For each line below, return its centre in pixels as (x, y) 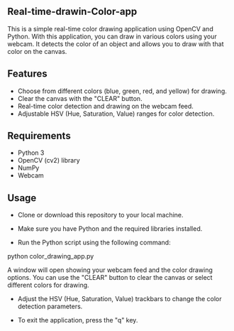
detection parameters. (50, 306)
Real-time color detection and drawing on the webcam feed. (105, 106)
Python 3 (31, 153)
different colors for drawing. (49, 285)
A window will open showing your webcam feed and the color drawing (110, 270)
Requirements (39, 136)
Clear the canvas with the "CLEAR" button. (80, 98)
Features (27, 74)
